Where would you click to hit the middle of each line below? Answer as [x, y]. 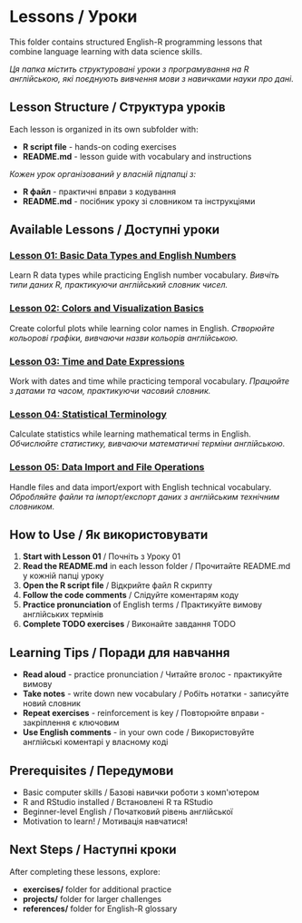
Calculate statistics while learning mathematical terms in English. [130, 434]
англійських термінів [63, 614]
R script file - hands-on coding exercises [99, 146]
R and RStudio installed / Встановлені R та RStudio [117, 802]
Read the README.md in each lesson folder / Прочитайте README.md [156, 566]
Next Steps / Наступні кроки [93, 850]
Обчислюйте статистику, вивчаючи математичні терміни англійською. [147, 444]
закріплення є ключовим [71, 722]
